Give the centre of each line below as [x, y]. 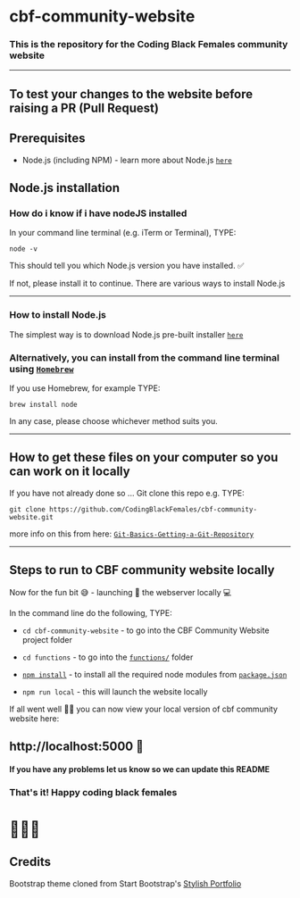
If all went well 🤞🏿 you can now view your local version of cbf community [144, 709]
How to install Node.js [58, 315]
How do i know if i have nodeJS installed [98, 213]
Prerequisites [47, 139]
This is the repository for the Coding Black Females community [149, 45]
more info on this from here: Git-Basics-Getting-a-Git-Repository [132, 534]
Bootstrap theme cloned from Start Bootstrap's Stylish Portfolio [125, 883]
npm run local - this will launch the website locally [115, 691]
